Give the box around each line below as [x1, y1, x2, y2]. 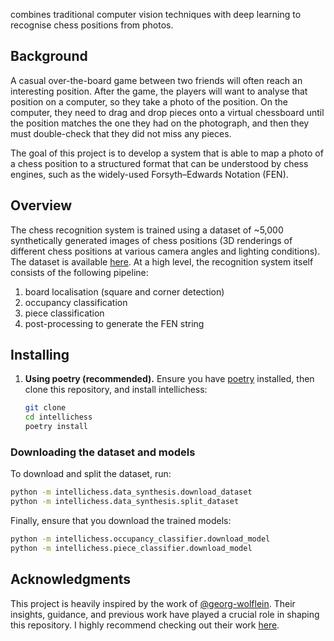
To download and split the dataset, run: [10, 468, 172, 480]
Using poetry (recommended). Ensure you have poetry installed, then [24, 373, 315, 385]
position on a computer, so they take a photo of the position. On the [10, 95, 289, 108]
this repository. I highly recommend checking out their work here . [10, 619, 280, 631]
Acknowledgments [10, 571, 132, 588]
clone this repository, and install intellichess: [24, 384, 208, 396]
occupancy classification [24, 296, 128, 308]
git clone [24, 403, 67, 413]
